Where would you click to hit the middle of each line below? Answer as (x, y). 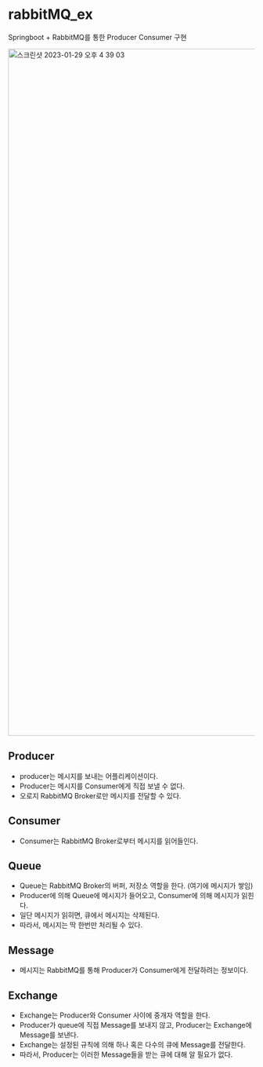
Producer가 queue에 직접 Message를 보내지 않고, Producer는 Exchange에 (135, 1025)
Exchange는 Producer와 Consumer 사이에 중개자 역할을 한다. (115, 1015)
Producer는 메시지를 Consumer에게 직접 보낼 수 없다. (102, 786)
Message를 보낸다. (49, 1035)
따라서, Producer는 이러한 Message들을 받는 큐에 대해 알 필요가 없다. (126, 1054)
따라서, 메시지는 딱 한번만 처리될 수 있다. (81, 925)
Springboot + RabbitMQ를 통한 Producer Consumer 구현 (97, 37)
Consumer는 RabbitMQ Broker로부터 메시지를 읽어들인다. (108, 841)
